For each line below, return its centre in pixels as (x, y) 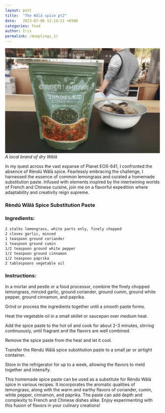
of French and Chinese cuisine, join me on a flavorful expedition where (77, 187)
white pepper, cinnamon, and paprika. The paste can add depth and (74, 395)
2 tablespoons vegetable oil (35, 263)
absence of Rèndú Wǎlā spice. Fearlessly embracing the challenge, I (74, 171)
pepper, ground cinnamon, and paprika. (45, 297)
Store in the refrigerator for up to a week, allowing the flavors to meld (75, 364)
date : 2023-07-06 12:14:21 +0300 (41, 21)
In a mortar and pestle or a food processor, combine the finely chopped (77, 286)
